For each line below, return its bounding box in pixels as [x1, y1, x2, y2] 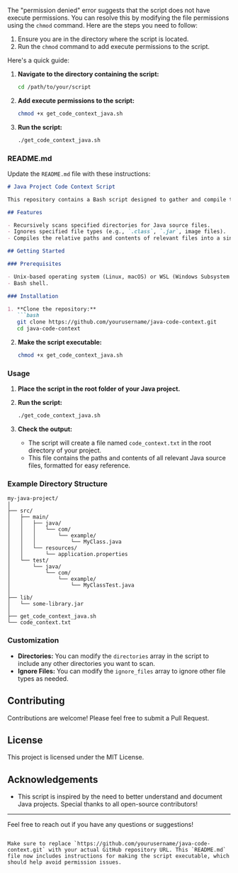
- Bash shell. [7, 279, 50, 287]
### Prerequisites [7, 260, 62, 268]
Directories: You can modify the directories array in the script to [17, 652, 209, 660]
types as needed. [17, 674, 69, 683]
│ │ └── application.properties [7, 551, 129, 558]
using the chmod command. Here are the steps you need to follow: [7, 21, 198, 29]
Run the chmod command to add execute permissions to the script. [17, 43, 210, 50]
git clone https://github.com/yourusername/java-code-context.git [16, 318, 217, 326]
